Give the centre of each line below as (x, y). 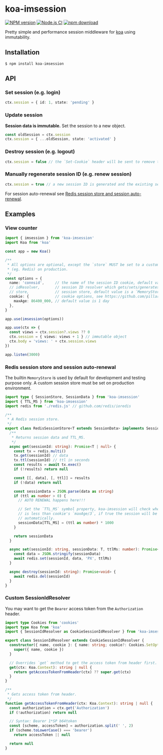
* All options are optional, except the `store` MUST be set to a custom (83, 265)
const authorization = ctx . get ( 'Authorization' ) (59, 708)
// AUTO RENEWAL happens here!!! (52, 501)
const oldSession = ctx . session (38, 135)
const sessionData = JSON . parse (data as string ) (64, 491)
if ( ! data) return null (38, 483)
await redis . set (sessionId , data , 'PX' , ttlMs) (63, 559)
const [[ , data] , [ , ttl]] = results (52, 478)
